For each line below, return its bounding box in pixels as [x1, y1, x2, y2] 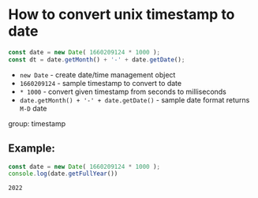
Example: [8, 142, 55, 155]
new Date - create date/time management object [19, 69, 176, 80]
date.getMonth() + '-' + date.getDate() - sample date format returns [19, 95, 250, 104]
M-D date [19, 103, 47, 113]
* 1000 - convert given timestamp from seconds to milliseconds [19, 87, 227, 96]
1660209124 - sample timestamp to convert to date [19, 78, 182, 88]
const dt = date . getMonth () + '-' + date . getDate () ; [8, 55, 185, 64]
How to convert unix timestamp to [8, 6, 235, 24]
